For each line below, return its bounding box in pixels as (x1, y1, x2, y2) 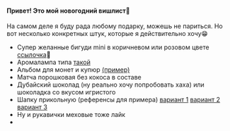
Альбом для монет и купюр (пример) (16, 65, 130, 74)
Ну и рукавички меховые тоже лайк (16, 111, 125, 119)
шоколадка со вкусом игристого (16, 88, 116, 96)
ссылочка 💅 (16, 51, 51, 59)
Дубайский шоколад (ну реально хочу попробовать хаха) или (16, 80, 205, 89)
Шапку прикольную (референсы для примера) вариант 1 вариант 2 (16, 96, 221, 104)
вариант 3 (16, 103, 47, 111)
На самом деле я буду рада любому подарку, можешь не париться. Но (6, 22, 224, 30)
